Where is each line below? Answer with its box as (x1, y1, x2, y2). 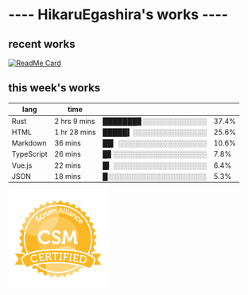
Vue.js (11, 161, 33, 170)
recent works (8, 37, 76, 51)
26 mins (54, 149, 81, 159)
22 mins (54, 161, 81, 170)
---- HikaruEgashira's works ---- (8, 6, 229, 24)
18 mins (54, 171, 81, 180)
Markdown (11, 138, 47, 148)
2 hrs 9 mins (54, 116, 95, 126)
